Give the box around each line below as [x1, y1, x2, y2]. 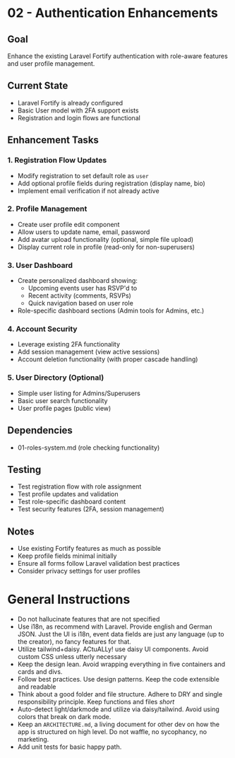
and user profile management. [7, 59, 95, 68]
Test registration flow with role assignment [17, 482, 142, 491]
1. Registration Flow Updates [7, 156, 107, 165]
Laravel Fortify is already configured [17, 98, 123, 107]
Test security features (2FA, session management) [17, 505, 164, 513]
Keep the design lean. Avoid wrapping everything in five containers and [17, 660, 226, 669]
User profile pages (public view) [17, 404, 112, 412]
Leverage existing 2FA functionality [17, 340, 121, 349]
